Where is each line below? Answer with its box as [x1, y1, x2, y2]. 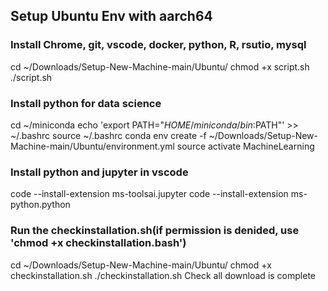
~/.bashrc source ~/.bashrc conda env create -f [10, 129, 207, 141]
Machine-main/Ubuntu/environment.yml [10, 140, 175, 152]
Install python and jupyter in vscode [10, 165, 189, 179]
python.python [10, 199, 71, 211]
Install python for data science [10, 96, 162, 110]
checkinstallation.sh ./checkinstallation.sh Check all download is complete [10, 269, 316, 281]
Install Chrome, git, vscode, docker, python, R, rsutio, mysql [10, 38, 307, 52]
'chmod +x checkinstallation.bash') [10, 236, 187, 250]
